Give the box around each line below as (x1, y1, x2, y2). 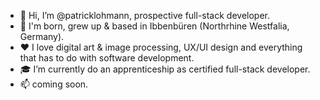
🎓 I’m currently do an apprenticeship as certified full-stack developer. (19, 63, 311, 75)
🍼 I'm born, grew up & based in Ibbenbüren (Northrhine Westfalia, (19, 20, 290, 32)
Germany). (19, 31, 65, 42)
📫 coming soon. (19, 78, 89, 90)
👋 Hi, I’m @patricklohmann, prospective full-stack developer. (19, 10, 271, 21)
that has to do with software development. (19, 52, 195, 64)
